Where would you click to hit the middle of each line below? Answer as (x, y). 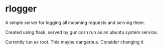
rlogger (21, 9)
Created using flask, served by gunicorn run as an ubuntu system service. (82, 32)
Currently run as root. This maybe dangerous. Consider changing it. (75, 42)
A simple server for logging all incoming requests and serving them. (75, 22)
